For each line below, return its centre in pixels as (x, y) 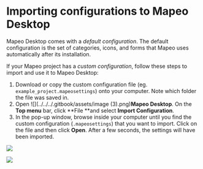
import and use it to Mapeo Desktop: (53, 72)
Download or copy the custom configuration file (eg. (81, 85)
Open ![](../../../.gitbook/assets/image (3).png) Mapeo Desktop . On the (103, 104)
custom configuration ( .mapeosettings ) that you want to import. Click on (106, 123)
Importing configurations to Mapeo (98, 11)
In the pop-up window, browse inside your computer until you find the (103, 117)
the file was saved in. (42, 97)
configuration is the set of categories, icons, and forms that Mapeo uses (98, 48)
